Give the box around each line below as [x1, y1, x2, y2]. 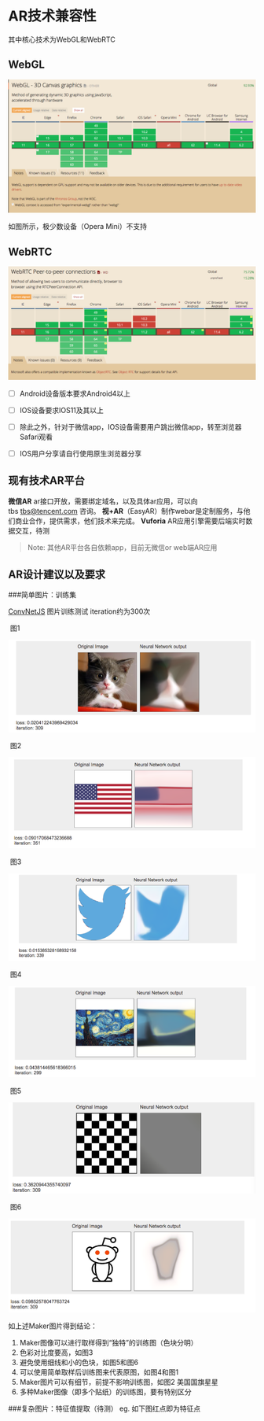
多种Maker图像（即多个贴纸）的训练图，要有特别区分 [19, 1386, 192, 1397]
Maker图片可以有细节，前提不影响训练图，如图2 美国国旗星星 [19, 1377, 218, 1386]
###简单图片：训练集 [8, 590, 77, 600]
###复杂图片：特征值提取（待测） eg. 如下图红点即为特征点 [8, 1404, 201, 1413]
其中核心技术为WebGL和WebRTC [8, 35, 115, 44]
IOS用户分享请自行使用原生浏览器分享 [19, 448, 142, 458]
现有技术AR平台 [8, 474, 85, 488]
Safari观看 [19, 432, 53, 441]
